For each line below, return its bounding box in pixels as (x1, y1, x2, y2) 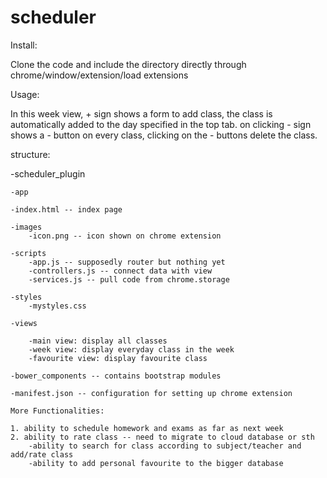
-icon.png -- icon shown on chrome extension (28, 231, 222, 241)
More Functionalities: (10, 406, 105, 416)
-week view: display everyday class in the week (28, 344, 235, 355)
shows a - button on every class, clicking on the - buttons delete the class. (10, 129, 318, 141)
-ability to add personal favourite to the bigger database (28, 458, 284, 468)
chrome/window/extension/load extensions (10, 69, 189, 81)
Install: (10, 39, 38, 51)
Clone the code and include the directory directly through (10, 58, 247, 70)
